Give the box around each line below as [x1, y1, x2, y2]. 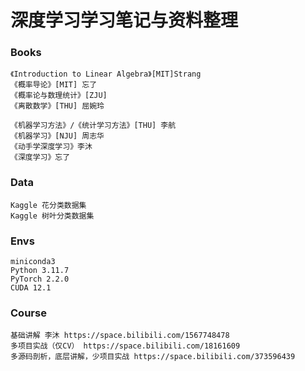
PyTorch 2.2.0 [10, 274, 70, 285]
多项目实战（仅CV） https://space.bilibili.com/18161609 [10, 341, 241, 351]
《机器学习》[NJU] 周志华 [10, 131, 105, 141]
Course [10, 306, 47, 320]
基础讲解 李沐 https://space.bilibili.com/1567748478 [10, 331, 230, 341]
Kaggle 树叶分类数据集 [10, 211, 95, 221]
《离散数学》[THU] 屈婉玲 [10, 101, 105, 111]
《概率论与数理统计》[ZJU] [10, 91, 108, 101]
